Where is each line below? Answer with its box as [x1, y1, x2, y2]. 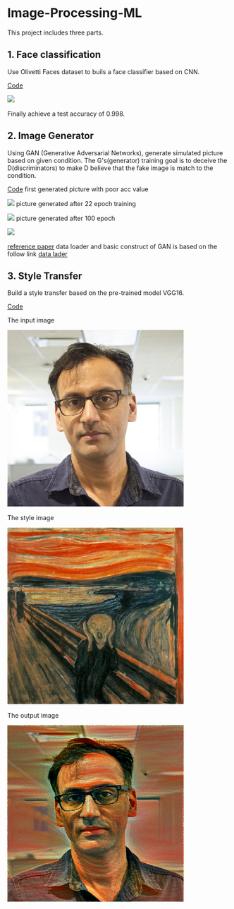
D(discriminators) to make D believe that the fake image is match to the [7, 164, 214, 172]
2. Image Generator [7, 130, 94, 142]
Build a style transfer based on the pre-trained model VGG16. [7, 289, 185, 297]
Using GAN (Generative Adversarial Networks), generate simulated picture [7, 148, 223, 157]
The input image [7, 316, 55, 325]
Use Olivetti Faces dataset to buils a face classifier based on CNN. [7, 67, 200, 76]
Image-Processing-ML [7, 5, 142, 21]
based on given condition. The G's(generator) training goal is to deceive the [7, 156, 228, 164]
